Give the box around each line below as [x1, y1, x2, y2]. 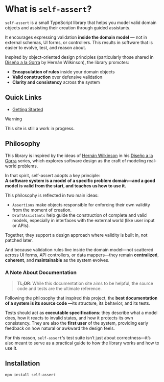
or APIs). [12, 223, 30, 228]
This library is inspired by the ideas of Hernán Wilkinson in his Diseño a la [5, 153, 153, 158]
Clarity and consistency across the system [12, 79, 100, 85]
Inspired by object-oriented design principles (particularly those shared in [5, 54, 154, 60]
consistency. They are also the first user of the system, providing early [5, 320, 148, 326]
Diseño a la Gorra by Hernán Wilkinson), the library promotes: [5, 59, 130, 65]
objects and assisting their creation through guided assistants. [5, 24, 131, 30]
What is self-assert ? [5, 3, 92, 15]
